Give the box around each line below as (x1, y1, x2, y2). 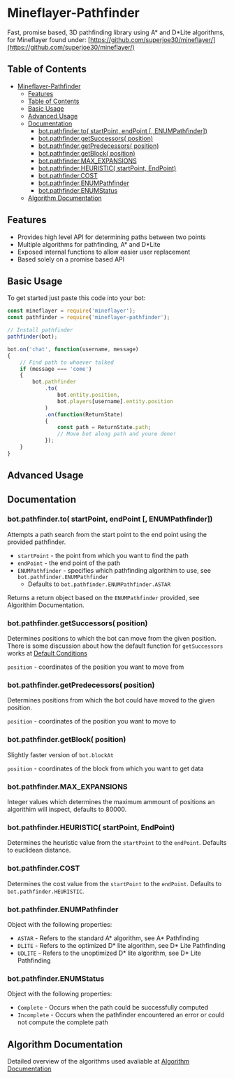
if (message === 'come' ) (20, 365, 92, 372)
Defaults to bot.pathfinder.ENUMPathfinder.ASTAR (27, 580, 171, 588)
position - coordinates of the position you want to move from (7, 663, 184, 671)
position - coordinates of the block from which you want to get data (7, 764, 204, 773)
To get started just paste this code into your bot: (7, 294, 146, 302)
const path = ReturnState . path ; (57, 424, 152, 431)
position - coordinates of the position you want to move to (7, 717, 177, 726)
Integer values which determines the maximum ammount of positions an (7, 798, 215, 806)
